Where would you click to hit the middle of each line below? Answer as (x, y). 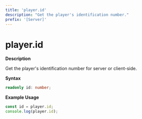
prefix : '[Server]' (26, 19)
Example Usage (22, 98)
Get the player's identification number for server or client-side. (71, 69)
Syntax (13, 78)
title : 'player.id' (26, 10)
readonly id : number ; (28, 88)
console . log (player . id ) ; (32, 112)
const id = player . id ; (29, 107)
